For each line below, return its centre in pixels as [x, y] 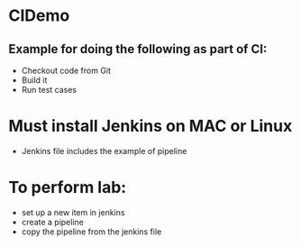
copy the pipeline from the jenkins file [91, 232]
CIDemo [39, 16]
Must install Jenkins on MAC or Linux [150, 126]
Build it [34, 80]
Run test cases [49, 90]
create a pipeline [53, 222]
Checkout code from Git [66, 70]
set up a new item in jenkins [73, 212]
